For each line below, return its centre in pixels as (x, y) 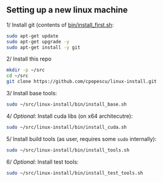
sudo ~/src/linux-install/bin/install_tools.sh (68, 150)
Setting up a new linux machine (67, 10)
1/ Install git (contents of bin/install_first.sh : (60, 24)
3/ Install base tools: (32, 93)
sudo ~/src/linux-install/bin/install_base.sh (67, 104)
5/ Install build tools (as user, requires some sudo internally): (81, 139)
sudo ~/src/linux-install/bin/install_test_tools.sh (75, 173)
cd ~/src (17, 76)
